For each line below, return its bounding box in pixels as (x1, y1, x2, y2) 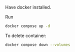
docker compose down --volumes (5, 42, 70, 47)
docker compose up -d (5, 23, 50, 28)
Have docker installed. (5, 4, 51, 10)
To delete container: (5, 32, 46, 38)
